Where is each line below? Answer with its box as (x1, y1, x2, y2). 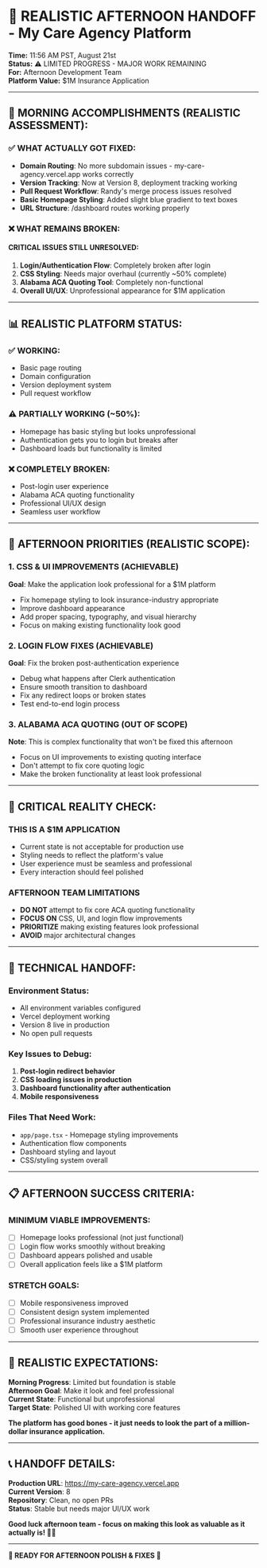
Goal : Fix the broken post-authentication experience (8, 659, 180, 668)
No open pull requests (19, 1028, 93, 1038)
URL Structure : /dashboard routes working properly (19, 203, 190, 213)
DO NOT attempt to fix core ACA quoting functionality (19, 905, 195, 915)
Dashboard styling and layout (19, 1147, 117, 1156)
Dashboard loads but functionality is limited (19, 444, 162, 453)
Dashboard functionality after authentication (19, 1083, 172, 1093)
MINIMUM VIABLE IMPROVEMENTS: (8, 1214, 151, 1226)
